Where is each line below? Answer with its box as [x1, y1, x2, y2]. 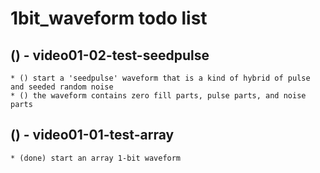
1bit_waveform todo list [10, 7, 208, 30]
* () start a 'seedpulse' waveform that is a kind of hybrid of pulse [10, 73, 311, 83]
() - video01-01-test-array [10, 127, 175, 144]
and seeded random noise [10, 82, 114, 92]
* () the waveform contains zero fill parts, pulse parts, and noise [10, 91, 307, 101]
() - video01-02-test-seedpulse [10, 47, 210, 64]
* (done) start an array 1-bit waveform [10, 153, 182, 163]
